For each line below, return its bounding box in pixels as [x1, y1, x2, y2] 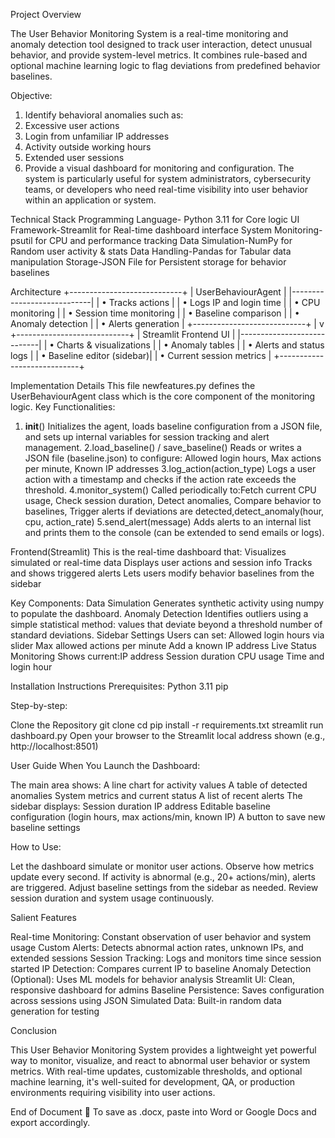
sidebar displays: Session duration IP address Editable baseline [10, 800, 271, 812]
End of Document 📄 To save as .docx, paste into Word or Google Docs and [10, 1106, 317, 1118]
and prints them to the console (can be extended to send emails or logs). [24, 527, 325, 538]
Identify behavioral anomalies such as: [24, 109, 184, 121]
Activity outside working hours [24, 141, 152, 153]
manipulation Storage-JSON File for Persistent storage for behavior [10, 256, 287, 268]
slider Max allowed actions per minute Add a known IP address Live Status [10, 640, 317, 651]
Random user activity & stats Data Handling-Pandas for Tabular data [10, 245, 292, 257]
